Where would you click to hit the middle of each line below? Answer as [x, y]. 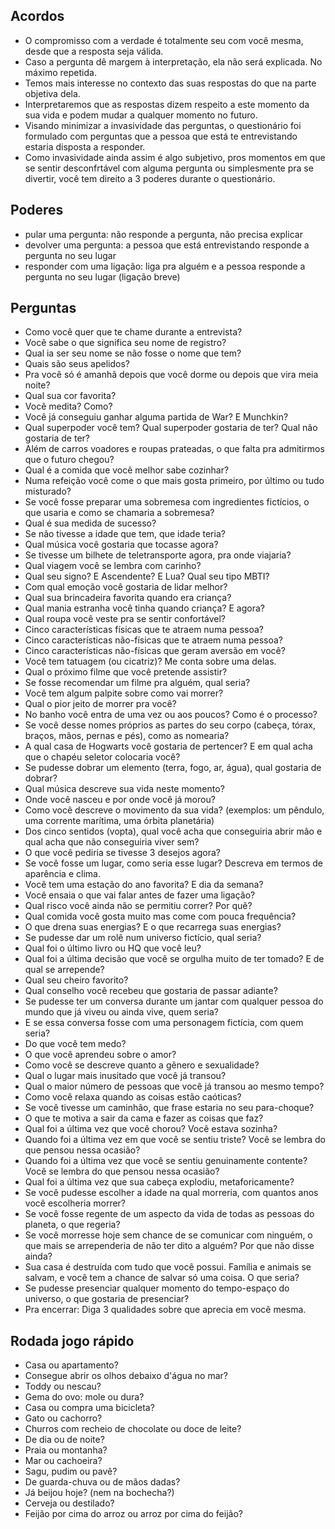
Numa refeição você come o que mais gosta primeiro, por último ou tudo [174, 481]
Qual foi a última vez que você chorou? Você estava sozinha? [151, 1129]
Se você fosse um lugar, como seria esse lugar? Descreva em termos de [173, 863]
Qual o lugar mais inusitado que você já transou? [125, 1076]
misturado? [48, 491]
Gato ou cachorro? [63, 1418]
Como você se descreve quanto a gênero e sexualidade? [142, 1065]
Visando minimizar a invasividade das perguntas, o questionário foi [163, 125]
